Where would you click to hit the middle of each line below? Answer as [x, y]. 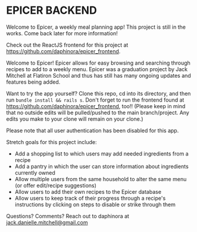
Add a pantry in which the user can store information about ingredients [101, 166]
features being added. [33, 82]
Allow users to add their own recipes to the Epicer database [88, 191]
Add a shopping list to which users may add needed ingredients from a [101, 154]
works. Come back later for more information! [62, 33]
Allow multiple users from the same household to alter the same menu [101, 179]
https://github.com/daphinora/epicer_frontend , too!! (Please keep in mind [96, 106]
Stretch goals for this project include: [51, 142]
